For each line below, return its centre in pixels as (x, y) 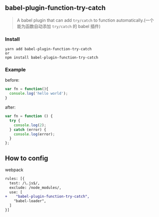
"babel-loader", (30, 201)
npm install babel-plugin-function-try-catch (51, 58)
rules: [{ (15, 178)
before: (12, 80)
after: (10, 107)
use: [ (16, 192)
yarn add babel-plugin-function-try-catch (48, 49)
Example (15, 70)
